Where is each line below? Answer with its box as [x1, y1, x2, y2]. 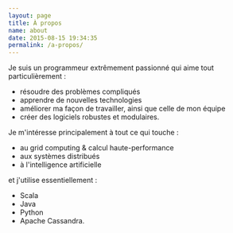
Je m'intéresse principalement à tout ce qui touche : [8, 128, 179, 138]
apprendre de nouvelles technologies [19, 95, 142, 105]
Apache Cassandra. [19, 216, 85, 226]
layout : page [8, 11, 52, 20]
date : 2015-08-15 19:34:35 [8, 33, 98, 42]
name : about [8, 26, 48, 34]
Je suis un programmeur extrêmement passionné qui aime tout [8, 63, 215, 72]
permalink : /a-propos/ [8, 41, 83, 49]
